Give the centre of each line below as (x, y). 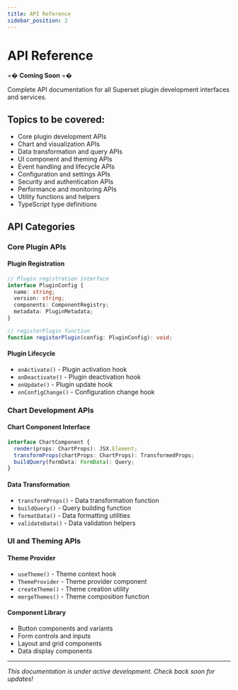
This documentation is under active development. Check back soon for (111, 671)
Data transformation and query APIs (70, 152)
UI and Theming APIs (44, 541)
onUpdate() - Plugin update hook (65, 384)
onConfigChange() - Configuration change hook (86, 392)
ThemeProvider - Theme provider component (82, 581)
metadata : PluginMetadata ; (53, 312)
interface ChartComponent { (49, 442)
